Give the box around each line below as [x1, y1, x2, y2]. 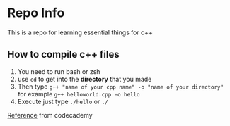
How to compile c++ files [7, 49, 120, 61]
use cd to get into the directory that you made [17, 75, 152, 83]
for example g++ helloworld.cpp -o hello [17, 89, 140, 98]
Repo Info [7, 5, 65, 21]
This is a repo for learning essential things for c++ [7, 28, 154, 37]
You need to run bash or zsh [17, 67, 100, 75]
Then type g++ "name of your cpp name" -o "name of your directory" [17, 82, 224, 91]
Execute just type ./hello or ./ [17, 97, 108, 106]
